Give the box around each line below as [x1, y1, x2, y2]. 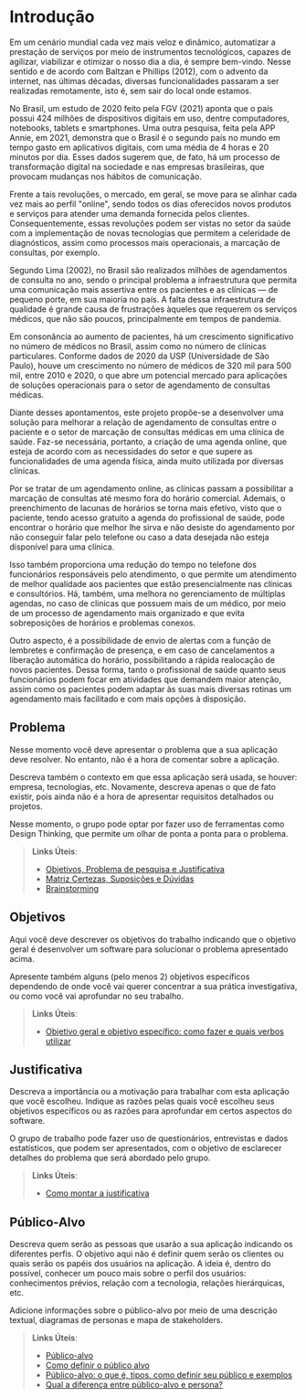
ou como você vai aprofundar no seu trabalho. [9, 990, 185, 1001]
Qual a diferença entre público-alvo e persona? [45, 1379, 224, 1391]
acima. [9, 953, 35, 964]
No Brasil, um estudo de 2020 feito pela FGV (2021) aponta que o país [9, 102, 274, 113]
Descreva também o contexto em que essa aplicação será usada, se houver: [9, 771, 298, 783]
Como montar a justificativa [45, 1188, 150, 1199]
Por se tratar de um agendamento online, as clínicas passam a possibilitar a [9, 483, 294, 494]
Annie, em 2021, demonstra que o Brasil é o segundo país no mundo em [9, 132, 281, 143]
